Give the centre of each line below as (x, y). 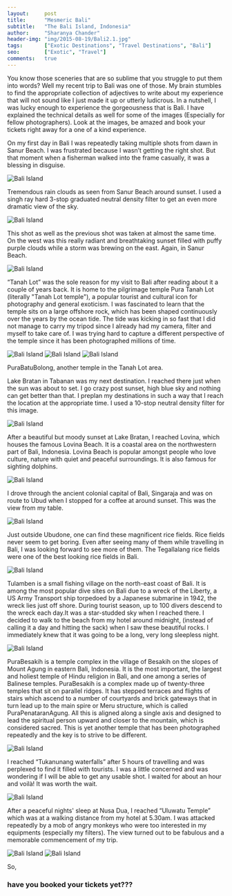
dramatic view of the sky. (43, 206)
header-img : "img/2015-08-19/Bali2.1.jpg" (69, 39)
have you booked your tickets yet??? (70, 884)
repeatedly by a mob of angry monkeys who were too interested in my (107, 825)
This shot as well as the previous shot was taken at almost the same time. (112, 233)
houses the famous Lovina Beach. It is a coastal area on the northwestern (112, 444)
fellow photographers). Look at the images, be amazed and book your (106, 122)
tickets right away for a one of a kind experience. (77, 129)
